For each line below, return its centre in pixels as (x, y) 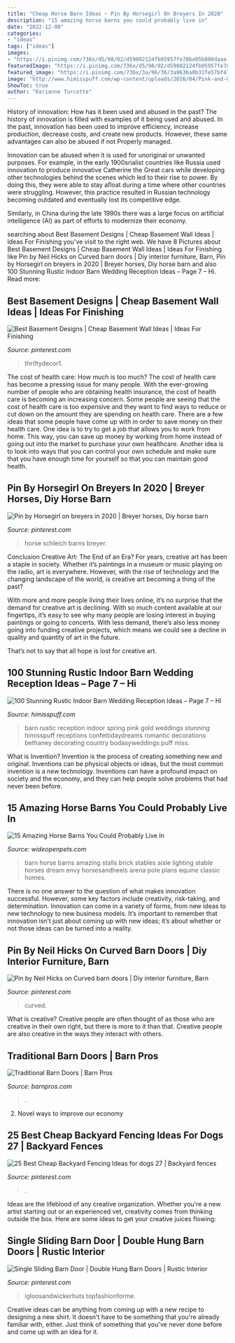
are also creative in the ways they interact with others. (85, 1034)
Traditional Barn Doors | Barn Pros (83, 1056)
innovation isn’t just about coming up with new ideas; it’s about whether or (114, 921)
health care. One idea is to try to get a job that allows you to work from (109, 429)
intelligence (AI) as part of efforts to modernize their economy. (97, 221)
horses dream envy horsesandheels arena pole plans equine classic (122, 870)
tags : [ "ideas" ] (31, 46)
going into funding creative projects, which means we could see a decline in (117, 629)
